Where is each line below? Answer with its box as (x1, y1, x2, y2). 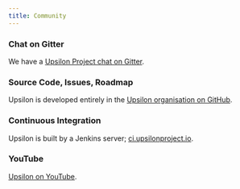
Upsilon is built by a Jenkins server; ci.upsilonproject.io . (8, 134, 194, 143)
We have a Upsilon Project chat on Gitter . (8, 56, 145, 66)
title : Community (8, 11, 67, 20)
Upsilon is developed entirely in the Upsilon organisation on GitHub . (8, 95, 233, 105)
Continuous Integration (8, 115, 101, 126)
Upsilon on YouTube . (8, 171, 77, 181)
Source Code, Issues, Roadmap (8, 76, 134, 88)
